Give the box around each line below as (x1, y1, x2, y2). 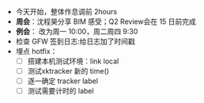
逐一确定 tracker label (27, 76, 99, 86)
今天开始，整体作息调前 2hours (15, 7, 117, 16)
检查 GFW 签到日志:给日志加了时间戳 (15, 36, 136, 46)
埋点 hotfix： (15, 47, 58, 55)
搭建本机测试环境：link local (27, 56, 119, 66)
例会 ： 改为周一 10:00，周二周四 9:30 (15, 27, 138, 36)
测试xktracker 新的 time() (27, 67, 109, 76)
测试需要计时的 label (27, 86, 94, 96)
